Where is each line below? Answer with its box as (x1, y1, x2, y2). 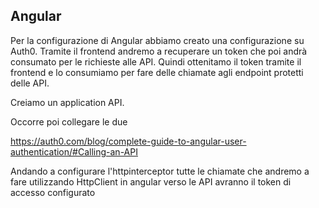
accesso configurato (10, 186, 96, 198)
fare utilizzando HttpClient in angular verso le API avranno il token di (10, 175, 292, 188)
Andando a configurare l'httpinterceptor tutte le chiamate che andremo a (10, 165, 310, 177)
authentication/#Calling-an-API (10, 145, 138, 158)
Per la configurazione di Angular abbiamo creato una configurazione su (10, 34, 305, 46)
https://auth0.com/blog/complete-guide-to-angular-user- (10, 135, 247, 147)
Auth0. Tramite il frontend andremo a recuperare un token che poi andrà (10, 45, 308, 57)
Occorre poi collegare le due (10, 115, 128, 128)
